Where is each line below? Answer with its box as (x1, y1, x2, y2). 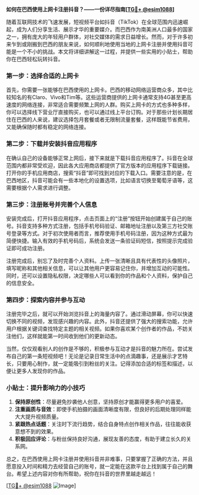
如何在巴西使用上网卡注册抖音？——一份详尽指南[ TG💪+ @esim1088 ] (6, 6, 175, 12)
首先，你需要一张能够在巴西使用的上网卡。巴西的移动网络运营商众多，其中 (6, 86, 188, 94)
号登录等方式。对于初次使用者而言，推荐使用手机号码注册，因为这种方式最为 (6, 230, 193, 237)
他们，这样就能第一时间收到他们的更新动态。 (11, 332, 120, 340)
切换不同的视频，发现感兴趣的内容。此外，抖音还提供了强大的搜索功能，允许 (6, 318, 193, 325)
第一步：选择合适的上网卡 (6, 71, 79, 80)
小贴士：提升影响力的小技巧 (6, 384, 85, 392)
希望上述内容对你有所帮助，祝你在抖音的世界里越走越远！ (16, 470, 157, 477)
